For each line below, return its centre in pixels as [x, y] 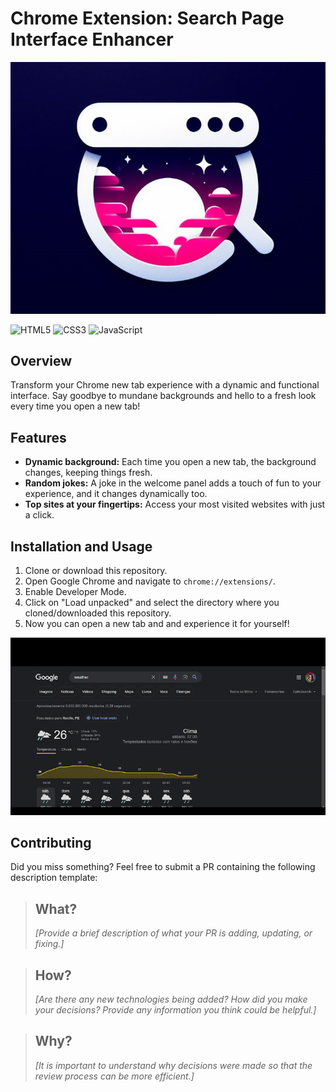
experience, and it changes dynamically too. [116, 494]
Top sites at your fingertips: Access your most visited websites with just [175, 504]
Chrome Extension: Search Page [147, 18]
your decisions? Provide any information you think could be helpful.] [175, 1009]
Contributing [51, 842]
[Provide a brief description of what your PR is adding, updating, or [173, 933]
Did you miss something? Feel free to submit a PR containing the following [163, 867]
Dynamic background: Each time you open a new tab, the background [170, 462]
